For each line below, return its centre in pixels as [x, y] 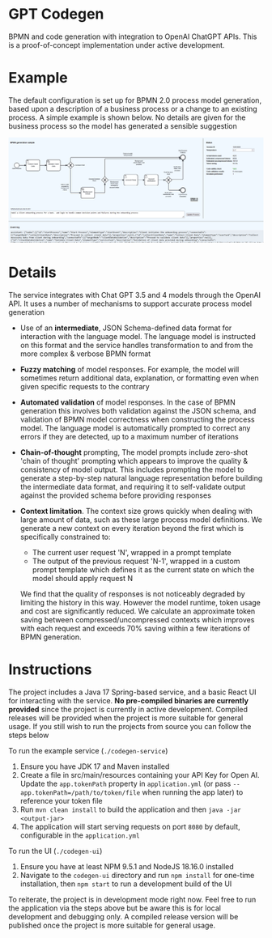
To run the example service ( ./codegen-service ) [88, 750]
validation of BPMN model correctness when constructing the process [137, 419]
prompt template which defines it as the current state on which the [143, 570]
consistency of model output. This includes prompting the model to [132, 469]
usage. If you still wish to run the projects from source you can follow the [130, 726]
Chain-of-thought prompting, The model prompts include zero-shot [134, 452]
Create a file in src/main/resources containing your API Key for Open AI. [140, 775]
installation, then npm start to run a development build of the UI [126, 884]
